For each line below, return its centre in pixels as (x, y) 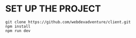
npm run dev (18, 30)
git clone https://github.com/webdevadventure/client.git (68, 22)
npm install (18, 26)
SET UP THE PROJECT (53, 9)
